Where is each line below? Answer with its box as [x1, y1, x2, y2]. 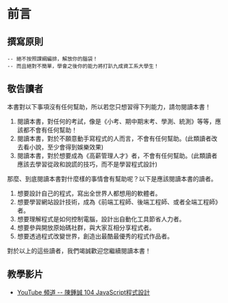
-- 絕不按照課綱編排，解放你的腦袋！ [7, 56, 98, 62]
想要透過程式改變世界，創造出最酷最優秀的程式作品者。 [16, 232, 173, 240]
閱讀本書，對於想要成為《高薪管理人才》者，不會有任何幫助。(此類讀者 [16, 151, 218, 160]
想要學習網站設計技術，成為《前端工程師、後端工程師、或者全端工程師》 [16, 197, 221, 206]
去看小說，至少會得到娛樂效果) [16, 143, 104, 151]
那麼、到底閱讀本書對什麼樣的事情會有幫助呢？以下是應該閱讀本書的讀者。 [7, 174, 217, 182]
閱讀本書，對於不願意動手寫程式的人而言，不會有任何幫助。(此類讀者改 [16, 134, 218, 143]
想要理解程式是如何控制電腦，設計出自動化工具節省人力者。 [16, 215, 186, 223]
